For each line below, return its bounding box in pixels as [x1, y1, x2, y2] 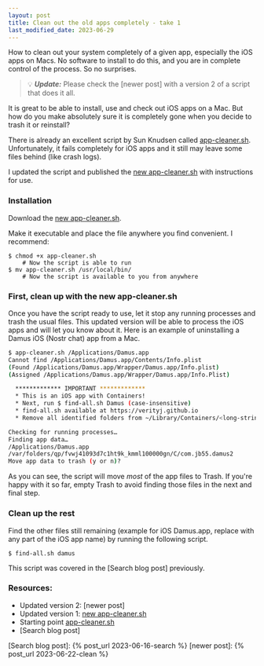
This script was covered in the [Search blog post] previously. [8, 563, 206, 573]
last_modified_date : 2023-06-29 [8, 26, 114, 34]
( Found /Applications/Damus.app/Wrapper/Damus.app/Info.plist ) [8, 363, 220, 371]
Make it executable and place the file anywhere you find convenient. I [8, 229, 233, 238]
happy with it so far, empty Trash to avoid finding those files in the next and [8, 480, 252, 489]
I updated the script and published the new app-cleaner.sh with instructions [8, 167, 254, 177]
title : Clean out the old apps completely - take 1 [8, 19, 181, 27]
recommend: [8, 236, 49, 246]
